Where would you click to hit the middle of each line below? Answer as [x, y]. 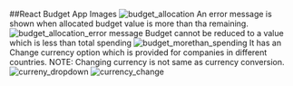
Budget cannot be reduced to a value [214, 33]
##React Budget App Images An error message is [141, 14]
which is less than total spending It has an [146, 43]
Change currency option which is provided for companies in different [138, 53]
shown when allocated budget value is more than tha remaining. [129, 24]
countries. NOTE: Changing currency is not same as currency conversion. [147, 62]
